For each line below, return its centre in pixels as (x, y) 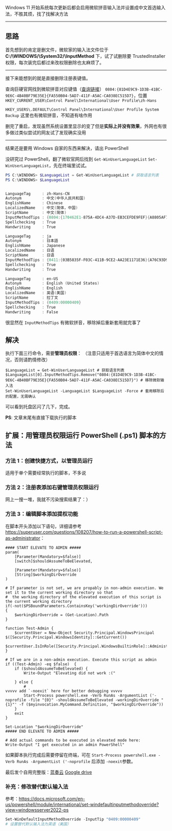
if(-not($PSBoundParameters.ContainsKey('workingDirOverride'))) (76, 606)
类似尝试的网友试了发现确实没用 (52, 133)
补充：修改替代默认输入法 (37, 786)
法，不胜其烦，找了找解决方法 (37, 14)
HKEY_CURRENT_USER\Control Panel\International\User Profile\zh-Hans (81, 101)
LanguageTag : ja (28, 236)
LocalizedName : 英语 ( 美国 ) (36, 293)
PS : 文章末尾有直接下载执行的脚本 (41, 418)
